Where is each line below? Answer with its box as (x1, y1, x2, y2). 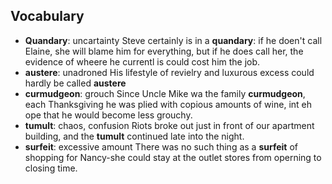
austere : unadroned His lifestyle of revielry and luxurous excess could (24, 66, 315, 78)
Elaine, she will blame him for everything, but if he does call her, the (24, 45, 304, 57)
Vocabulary (10, 8, 85, 25)
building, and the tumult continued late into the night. (24, 130, 245, 142)
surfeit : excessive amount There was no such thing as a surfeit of (24, 140, 298, 153)
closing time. (24, 162, 78, 174)
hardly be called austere (24, 77, 127, 89)
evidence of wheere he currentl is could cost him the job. (24, 55, 261, 68)
